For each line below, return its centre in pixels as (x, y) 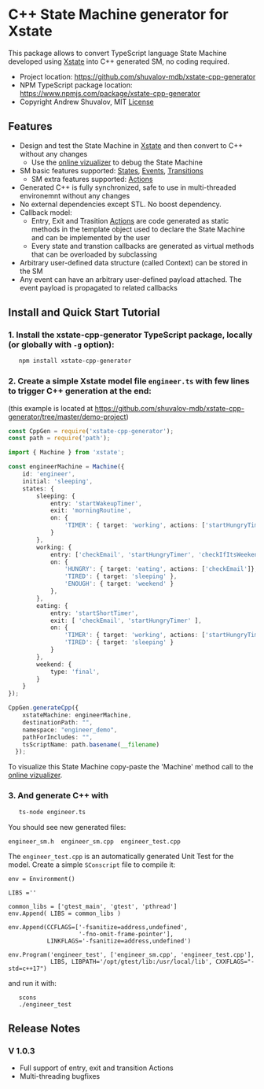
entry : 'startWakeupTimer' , (96, 503)
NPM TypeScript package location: (76, 85)
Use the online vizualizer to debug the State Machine (117, 162)
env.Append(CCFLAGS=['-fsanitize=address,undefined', (98, 927)
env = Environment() (42, 879)
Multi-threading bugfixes (60, 1076)
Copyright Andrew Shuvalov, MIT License (87, 102)
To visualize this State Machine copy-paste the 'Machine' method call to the (131, 767)
